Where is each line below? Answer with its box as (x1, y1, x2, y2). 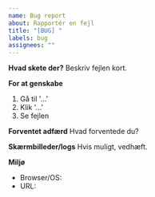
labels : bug (8, 33, 48, 42)
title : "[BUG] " (8, 26, 62, 34)
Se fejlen (19, 111, 50, 120)
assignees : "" (8, 41, 56, 49)
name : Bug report (8, 11, 66, 20)
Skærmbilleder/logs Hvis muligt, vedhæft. (8, 142, 148, 152)
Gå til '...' (19, 94, 49, 104)
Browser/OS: (19, 173, 62, 183)
